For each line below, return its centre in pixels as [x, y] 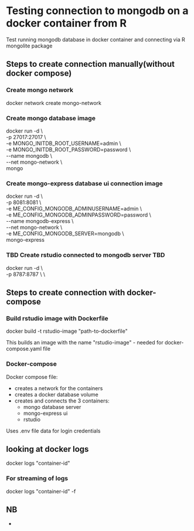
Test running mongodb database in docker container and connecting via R [96, 39]
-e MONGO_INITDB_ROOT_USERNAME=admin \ [64, 143]
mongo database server [52, 407]
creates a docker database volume [56, 394]
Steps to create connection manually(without [90, 64]
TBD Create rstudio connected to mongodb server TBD [86, 255]
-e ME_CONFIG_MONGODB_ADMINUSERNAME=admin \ [74, 209]
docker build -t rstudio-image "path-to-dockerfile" [67, 331]
